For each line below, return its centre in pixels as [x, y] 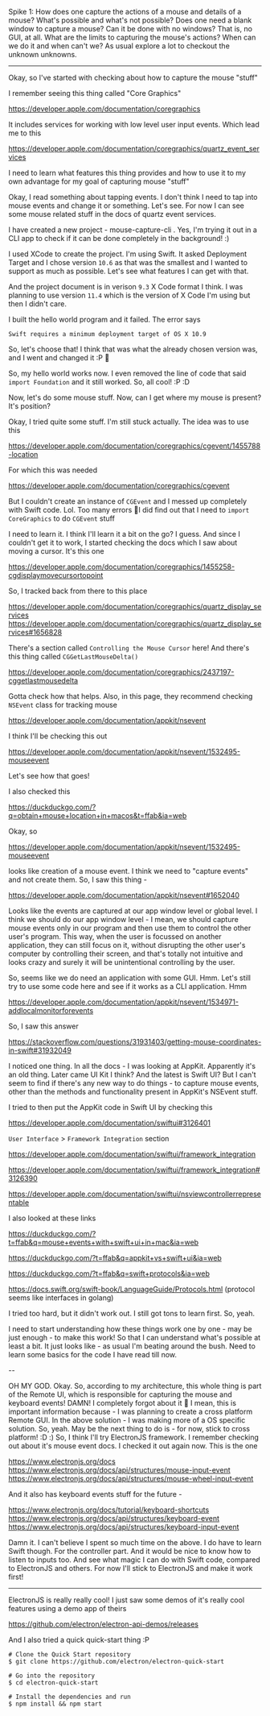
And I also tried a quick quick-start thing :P [79, 1640]
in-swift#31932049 [40, 1050]
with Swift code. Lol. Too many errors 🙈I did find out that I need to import [129, 510]
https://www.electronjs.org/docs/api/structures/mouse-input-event [119, 1470]
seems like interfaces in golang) [61, 1298]
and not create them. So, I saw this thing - [78, 879]
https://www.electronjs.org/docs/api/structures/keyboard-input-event [124, 1527]
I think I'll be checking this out [58, 736]
